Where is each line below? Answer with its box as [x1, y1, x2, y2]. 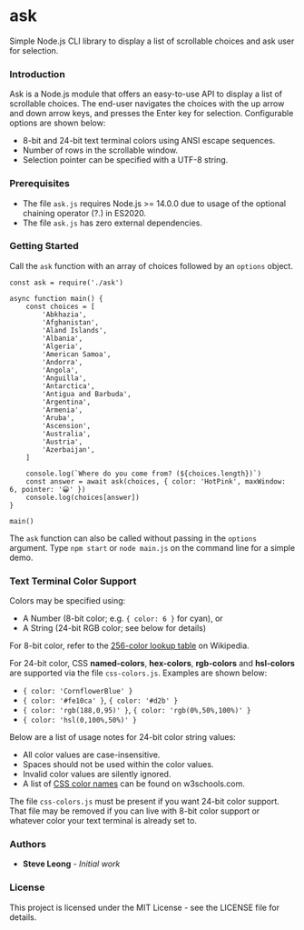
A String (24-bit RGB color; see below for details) [22, 623, 207, 634]
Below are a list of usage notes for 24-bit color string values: [9, 732, 236, 743]
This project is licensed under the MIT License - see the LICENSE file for [9, 902, 279, 913]
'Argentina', [42, 397, 92, 406]
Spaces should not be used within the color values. [22, 759, 214, 770]
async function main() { [9, 294, 103, 303]
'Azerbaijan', [42, 445, 95, 455]
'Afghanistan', [42, 317, 100, 327]
